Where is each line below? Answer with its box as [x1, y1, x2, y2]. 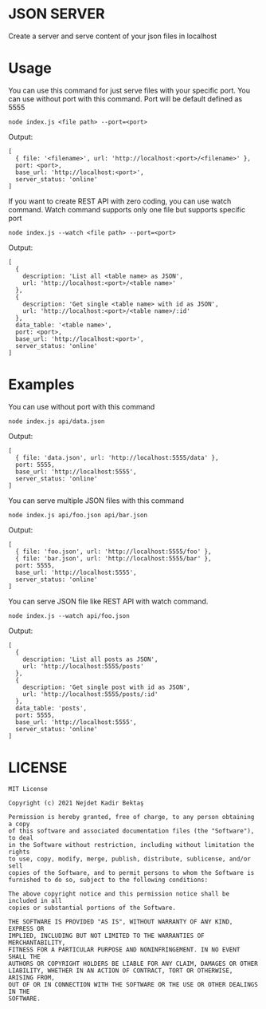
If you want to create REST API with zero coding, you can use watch [8, 196, 232, 206]
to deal [8, 833, 34, 842]
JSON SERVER [8, 5, 105, 23]
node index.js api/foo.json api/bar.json [8, 511, 148, 519]
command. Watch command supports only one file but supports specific [8, 204, 245, 214]
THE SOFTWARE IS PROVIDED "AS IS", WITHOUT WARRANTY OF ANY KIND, [8, 917, 233, 926]
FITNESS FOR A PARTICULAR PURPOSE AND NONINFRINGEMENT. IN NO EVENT [8, 945, 241, 954]
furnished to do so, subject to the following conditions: [8, 876, 209, 884]
